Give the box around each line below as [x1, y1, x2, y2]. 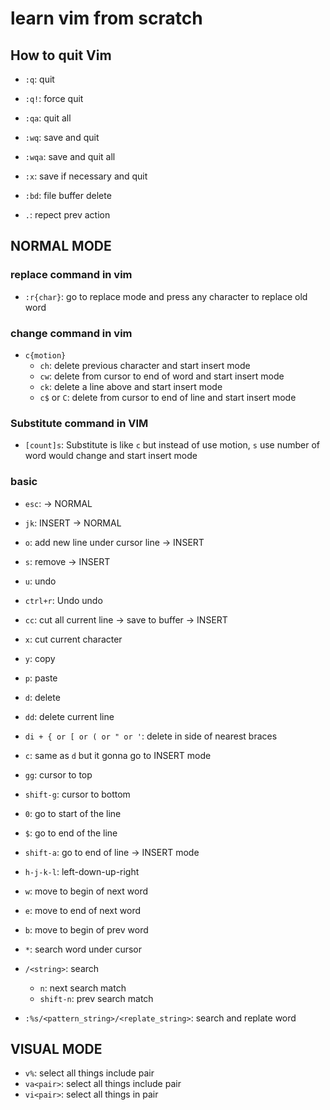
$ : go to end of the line [24, 827, 118, 839]
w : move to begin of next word [24, 885, 148, 897]
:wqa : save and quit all [24, 151, 116, 162]
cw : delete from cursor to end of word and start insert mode [39, 370, 285, 382]
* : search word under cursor [24, 943, 142, 955]
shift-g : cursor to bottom [24, 788, 131, 800]
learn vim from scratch [10, 7, 203, 30]
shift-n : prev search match [39, 992, 154, 1004]
